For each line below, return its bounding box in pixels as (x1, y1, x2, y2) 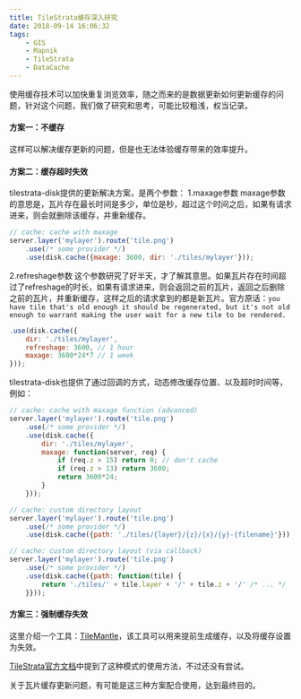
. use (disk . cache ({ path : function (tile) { (25, 571, 182, 581)
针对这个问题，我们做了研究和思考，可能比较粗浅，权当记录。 (24, 99, 253, 110)
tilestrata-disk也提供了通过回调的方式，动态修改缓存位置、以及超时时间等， (9, 377, 288, 388)
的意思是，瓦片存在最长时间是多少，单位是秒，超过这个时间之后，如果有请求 (9, 199, 292, 210)
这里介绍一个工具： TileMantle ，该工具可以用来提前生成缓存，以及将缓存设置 (9, 630, 291, 641)
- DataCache (25, 64, 70, 73)
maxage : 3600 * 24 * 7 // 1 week (25, 351, 134, 360)
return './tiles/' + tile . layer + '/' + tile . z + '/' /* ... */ (41, 580, 287, 589)
